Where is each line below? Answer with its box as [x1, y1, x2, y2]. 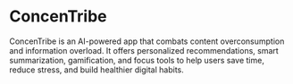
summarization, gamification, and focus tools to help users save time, [9, 55, 265, 65]
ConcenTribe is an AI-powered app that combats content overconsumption [9, 36, 285, 46]
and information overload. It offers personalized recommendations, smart [9, 45, 279, 55]
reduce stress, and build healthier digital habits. [9, 64, 185, 75]
